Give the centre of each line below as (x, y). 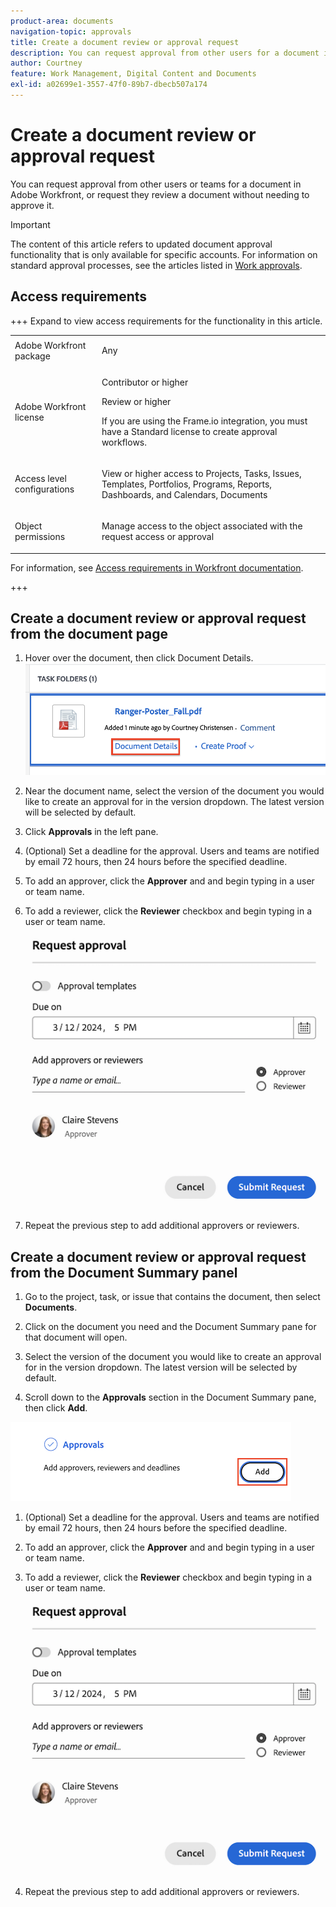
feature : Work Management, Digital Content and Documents (133, 74)
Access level (40, 479)
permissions (40, 537)
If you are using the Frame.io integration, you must (204, 421)
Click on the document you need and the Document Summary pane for (170, 1327)
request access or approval (158, 537)
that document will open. (76, 1337)
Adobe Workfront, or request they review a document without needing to (160, 194)
